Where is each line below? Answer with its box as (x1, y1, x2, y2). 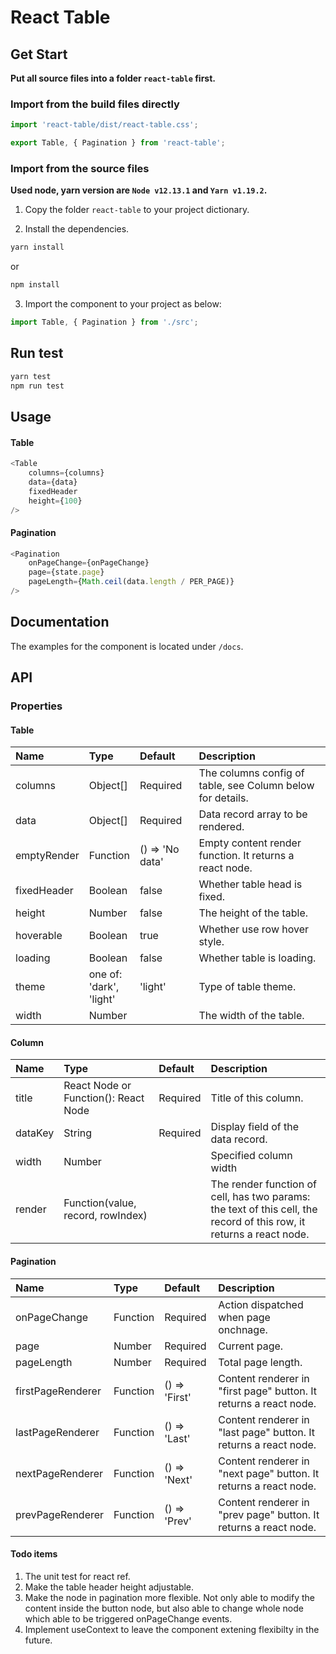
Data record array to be (198, 807, 308, 821)
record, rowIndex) (63, 1209, 148, 1223)
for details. (198, 791, 249, 805)
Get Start (10, 46, 68, 63)
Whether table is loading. (198, 951, 317, 965)
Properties (10, 699, 63, 713)
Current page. (218, 1339, 284, 1353)
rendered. (198, 820, 245, 834)
